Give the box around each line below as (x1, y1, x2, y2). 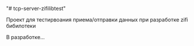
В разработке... (6, 34, 46, 40)
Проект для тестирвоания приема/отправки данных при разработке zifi (6, 16, 188, 23)
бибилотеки (6, 23, 36, 29)
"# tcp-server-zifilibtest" (6, 5, 66, 12)
